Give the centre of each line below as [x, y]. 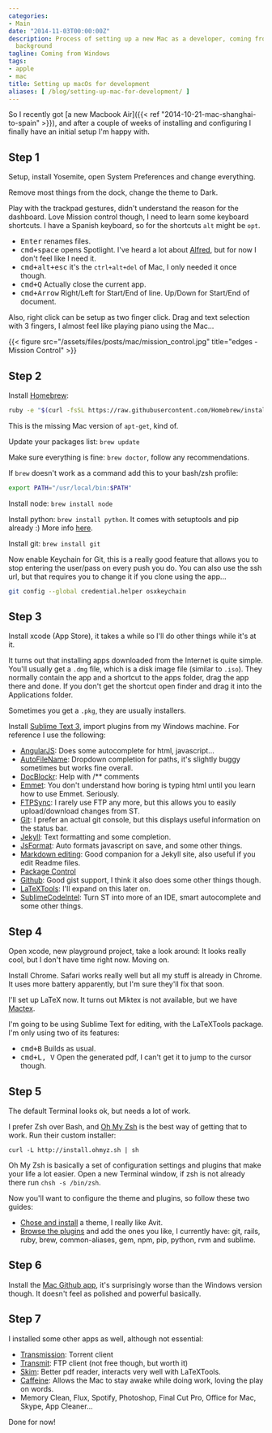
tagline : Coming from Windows [59, 54]
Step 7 [25, 1319]
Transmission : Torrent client [66, 1354]
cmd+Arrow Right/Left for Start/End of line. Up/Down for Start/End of [135, 293]
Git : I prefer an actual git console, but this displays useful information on [140, 820]
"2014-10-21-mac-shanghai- [209, 114]
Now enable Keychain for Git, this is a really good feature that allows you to [134, 559]
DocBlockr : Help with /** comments [80, 777]
